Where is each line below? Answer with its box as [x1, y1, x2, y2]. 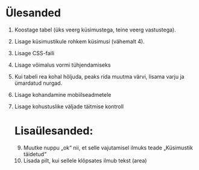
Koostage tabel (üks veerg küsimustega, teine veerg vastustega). [14, 26, 176, 33]
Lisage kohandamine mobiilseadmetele [14, 91, 112, 98]
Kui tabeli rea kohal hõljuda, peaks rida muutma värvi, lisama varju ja [14, 73, 185, 80]
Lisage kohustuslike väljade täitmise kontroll [14, 103, 124, 110]
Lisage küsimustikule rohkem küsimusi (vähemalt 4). [14, 38, 145, 45]
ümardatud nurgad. [14, 79, 63, 87]
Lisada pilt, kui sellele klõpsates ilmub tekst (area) [23, 157, 147, 164]
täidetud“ [23, 150, 46, 157]
